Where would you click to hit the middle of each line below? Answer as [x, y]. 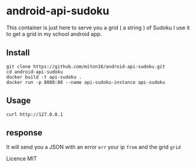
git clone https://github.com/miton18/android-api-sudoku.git [86, 66]
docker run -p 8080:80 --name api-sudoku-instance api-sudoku [86, 82]
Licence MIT [22, 159]
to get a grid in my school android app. [54, 34]
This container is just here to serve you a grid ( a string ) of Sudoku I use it [98, 28]
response [24, 133]
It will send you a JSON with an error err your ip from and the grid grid [94, 147]
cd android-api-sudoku [35, 72]
